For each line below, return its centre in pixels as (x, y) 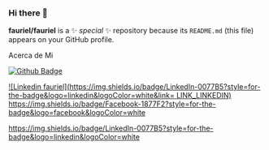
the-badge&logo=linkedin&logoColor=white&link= (91, 96)
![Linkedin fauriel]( (39, 87)
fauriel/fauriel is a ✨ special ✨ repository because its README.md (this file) (131, 31)
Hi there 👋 (28, 13)
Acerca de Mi (31, 55)
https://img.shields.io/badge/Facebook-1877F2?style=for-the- (113, 104)
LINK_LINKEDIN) (204, 96)
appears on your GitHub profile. (61, 40)
